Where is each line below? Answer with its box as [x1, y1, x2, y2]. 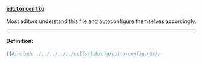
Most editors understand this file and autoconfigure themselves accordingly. [6, 18, 196, 25]
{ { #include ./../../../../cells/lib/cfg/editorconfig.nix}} [6, 51, 161, 57]
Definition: [6, 37, 34, 44]
